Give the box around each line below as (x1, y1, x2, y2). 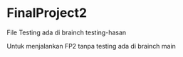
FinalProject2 (6, 5, 87, 21)
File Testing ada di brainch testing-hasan (6, 28, 127, 37)
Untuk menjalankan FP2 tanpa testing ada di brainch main (6, 42, 176, 50)
